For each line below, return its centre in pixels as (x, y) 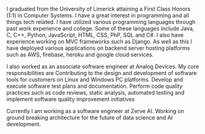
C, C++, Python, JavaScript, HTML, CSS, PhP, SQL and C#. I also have (95, 35)
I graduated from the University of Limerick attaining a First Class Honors (99, 9)
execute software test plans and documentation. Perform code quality (95, 86)
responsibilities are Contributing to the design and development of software (102, 73)
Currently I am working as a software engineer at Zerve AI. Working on (95, 111)
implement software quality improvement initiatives (71, 99)
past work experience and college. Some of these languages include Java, (100, 28)
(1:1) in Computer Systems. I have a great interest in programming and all (98, 15)
